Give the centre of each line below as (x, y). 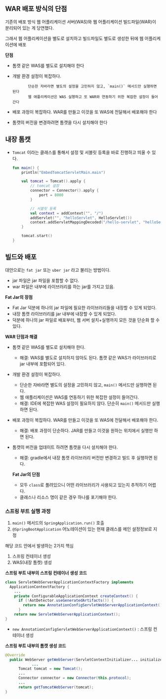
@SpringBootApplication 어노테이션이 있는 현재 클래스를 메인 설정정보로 (82, 529)
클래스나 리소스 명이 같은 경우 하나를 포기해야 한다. (68, 497)
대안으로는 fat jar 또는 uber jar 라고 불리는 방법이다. (58, 270)
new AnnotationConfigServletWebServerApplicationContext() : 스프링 (82, 629)
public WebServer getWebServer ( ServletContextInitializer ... (74, 659)
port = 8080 (51, 195)
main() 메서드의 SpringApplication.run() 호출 (58, 523)
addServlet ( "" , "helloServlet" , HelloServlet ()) (81, 218)
